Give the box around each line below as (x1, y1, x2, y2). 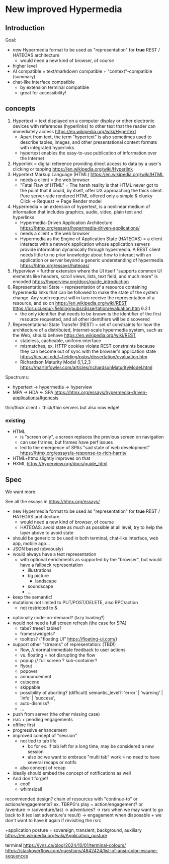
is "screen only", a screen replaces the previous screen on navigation (20, 434, 164, 440)
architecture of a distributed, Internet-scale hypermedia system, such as (12, 327, 163, 333)
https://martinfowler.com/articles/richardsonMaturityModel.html (20, 364, 152, 370)
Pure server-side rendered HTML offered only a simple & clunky (20, 193, 153, 199)
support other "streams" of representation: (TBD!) (12, 641, 116, 647)
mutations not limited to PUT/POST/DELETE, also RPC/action (12, 599, 138, 605)
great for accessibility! (20, 90, 66, 95)
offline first (12, 722, 35, 728)
